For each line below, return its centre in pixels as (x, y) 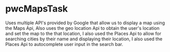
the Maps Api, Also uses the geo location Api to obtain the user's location (82, 28)
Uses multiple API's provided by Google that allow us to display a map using (85, 23)
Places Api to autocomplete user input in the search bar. (64, 44)
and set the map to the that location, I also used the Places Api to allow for (83, 33)
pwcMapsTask (37, 9)
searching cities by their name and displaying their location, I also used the (84, 39)
